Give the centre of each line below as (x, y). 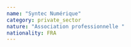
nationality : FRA (32, 33)
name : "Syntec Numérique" (44, 13)
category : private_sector (44, 20)
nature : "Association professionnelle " (66, 26)
